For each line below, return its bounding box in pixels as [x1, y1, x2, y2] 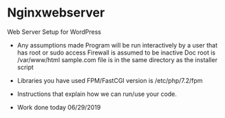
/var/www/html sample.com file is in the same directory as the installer [17, 55, 218, 63]
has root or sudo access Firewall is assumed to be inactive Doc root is [17, 48, 215, 57]
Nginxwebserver [7, 5, 105, 21]
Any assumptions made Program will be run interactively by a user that [17, 41, 218, 49]
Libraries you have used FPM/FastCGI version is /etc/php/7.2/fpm [17, 76, 203, 84]
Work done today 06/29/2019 [17, 103, 101, 111]
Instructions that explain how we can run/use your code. [17, 90, 178, 98]
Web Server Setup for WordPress [7, 28, 102, 36]
